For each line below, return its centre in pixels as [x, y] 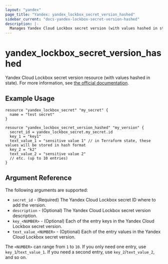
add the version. [29, 205]
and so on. [16, 257]
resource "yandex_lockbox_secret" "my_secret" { [57, 110]
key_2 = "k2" [23, 149]
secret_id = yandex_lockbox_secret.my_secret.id [61, 132]
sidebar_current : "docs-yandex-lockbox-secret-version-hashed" [72, 19]
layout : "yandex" [23, 10]
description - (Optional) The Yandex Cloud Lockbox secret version [81, 210]
